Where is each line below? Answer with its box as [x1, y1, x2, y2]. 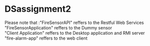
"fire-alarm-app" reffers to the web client [4, 35, 88, 41]
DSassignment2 [4, 3, 72, 15]
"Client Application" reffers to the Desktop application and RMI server [4, 30, 145, 36]
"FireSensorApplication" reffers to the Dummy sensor [4, 24, 112, 30]
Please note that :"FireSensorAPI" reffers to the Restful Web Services [4, 20, 144, 25]
